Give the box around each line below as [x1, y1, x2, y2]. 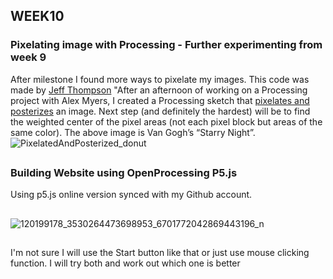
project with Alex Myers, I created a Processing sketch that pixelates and [10, 94, 310, 106]
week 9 [10, 50, 47, 64]
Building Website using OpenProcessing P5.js [10, 166, 238, 180]
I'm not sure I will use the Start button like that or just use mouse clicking [10, 247, 310, 259]
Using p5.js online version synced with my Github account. [10, 189, 253, 201]
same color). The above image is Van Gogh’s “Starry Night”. [10, 126, 256, 138]
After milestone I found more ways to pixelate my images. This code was [10, 73, 310, 85]
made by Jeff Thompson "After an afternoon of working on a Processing [10, 84, 308, 96]
